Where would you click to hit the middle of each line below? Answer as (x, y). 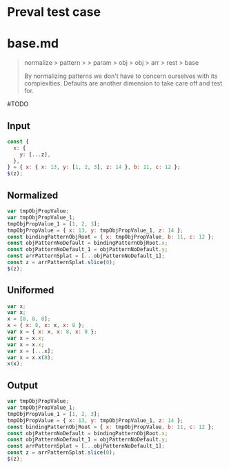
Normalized (33, 195)
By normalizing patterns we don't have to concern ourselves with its (121, 76)
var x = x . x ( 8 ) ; (30, 357)
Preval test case (54, 12)
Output (22, 385)
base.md (33, 44)
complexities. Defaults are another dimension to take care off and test (123, 83)
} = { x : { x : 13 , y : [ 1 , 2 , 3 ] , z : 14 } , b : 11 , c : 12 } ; (94, 167)
